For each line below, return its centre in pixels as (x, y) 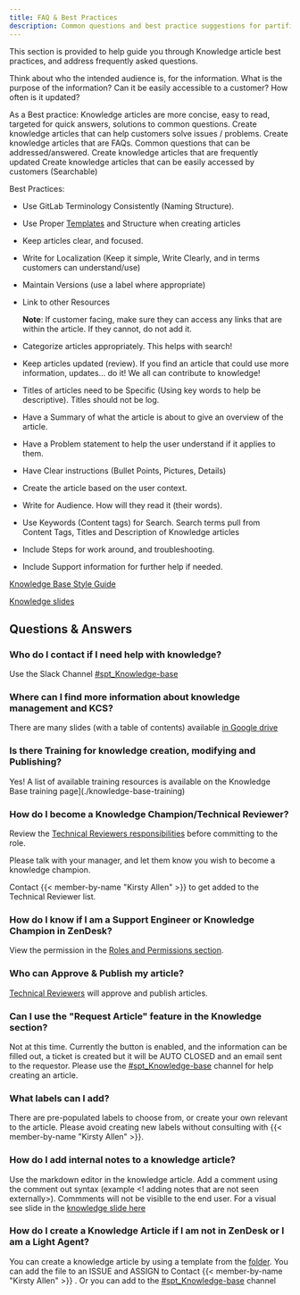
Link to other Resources (66, 302)
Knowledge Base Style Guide (62, 584)
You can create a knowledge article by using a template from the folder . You (149, 1261)
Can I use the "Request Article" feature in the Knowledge (135, 1016)
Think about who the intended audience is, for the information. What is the (146, 78)
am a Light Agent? (49, 1242)
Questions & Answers (71, 629)
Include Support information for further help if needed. (122, 566)
